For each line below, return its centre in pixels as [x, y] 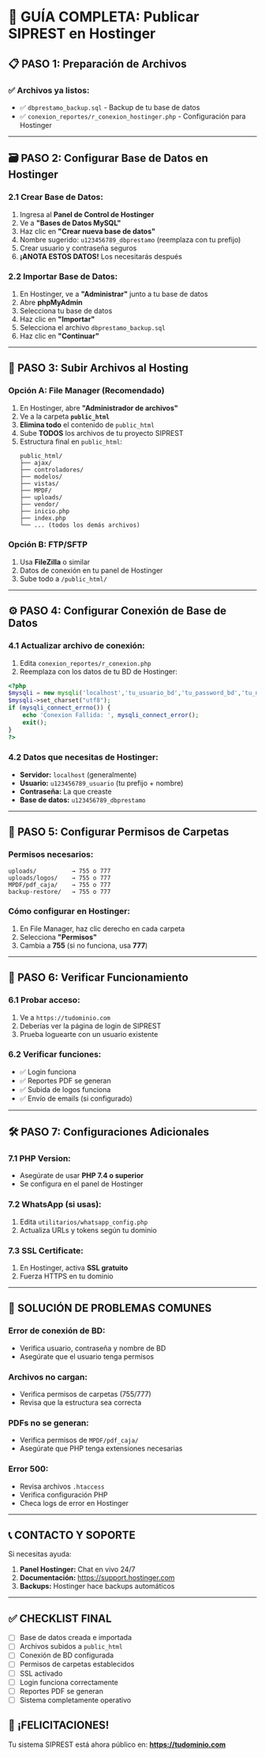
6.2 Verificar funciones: [55, 1054]
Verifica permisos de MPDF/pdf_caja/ [79, 1440]
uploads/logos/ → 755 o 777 [60, 878]
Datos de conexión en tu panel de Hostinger [91, 570]
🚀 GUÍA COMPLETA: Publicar [104, 17]
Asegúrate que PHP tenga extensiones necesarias [101, 1448]
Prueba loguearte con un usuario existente [89, 1034]
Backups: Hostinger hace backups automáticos [97, 1586]
